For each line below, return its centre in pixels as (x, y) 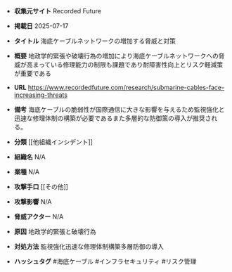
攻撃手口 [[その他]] (41, 187)
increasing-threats (41, 95)
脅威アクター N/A (39, 216)
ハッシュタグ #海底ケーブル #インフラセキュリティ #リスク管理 (105, 261)
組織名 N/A (30, 157)
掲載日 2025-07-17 (41, 26)
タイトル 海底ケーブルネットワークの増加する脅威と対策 (95, 41)
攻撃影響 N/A (33, 202)
